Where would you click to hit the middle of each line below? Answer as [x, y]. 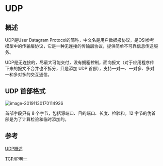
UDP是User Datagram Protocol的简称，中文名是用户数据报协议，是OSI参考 [80, 40]
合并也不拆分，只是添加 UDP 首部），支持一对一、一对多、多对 [92, 68]
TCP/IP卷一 [16, 159]
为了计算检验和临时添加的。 [41, 119]
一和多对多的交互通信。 [28, 75]
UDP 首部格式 [25, 91]
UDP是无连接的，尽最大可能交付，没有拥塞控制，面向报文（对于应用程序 [78, 62]
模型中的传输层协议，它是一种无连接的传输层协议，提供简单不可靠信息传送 [79, 46]
